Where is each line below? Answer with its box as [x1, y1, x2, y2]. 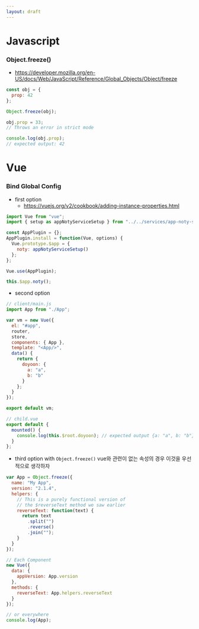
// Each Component [6, 557, 52, 563]
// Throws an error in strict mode [6, 125, 94, 131]
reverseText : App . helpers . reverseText [17, 590, 113, 596]
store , [11, 334, 28, 340]
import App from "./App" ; [6, 306, 70, 312]
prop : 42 [11, 92, 33, 98]
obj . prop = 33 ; [6, 119, 44, 125]
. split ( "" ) [27, 519, 54, 524]
